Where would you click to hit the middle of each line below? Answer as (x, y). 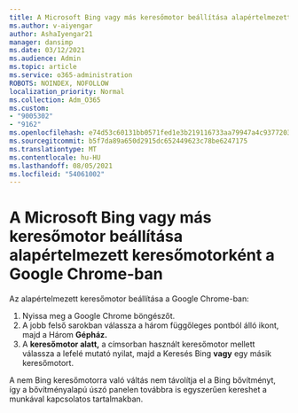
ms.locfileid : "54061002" (57, 174)
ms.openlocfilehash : (47, 133)
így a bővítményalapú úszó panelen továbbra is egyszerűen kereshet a (138, 390)
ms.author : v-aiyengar (51, 26)
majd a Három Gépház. (65, 335)
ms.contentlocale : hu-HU (55, 157)
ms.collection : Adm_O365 (55, 100)
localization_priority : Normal (67, 91)
